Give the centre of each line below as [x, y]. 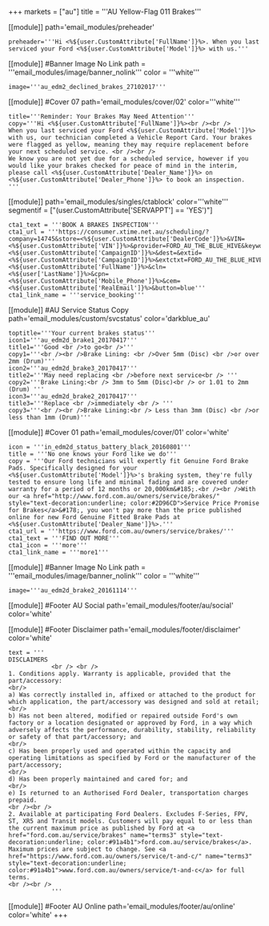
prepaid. [23, 800]
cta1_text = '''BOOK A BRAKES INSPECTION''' [84, 225]
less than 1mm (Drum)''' [50, 417]
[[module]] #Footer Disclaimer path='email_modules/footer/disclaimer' [124, 630]
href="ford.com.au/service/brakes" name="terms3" [93, 835]
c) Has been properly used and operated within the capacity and [119, 751]
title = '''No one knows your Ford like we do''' [93, 454]
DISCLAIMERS [28, 660]
